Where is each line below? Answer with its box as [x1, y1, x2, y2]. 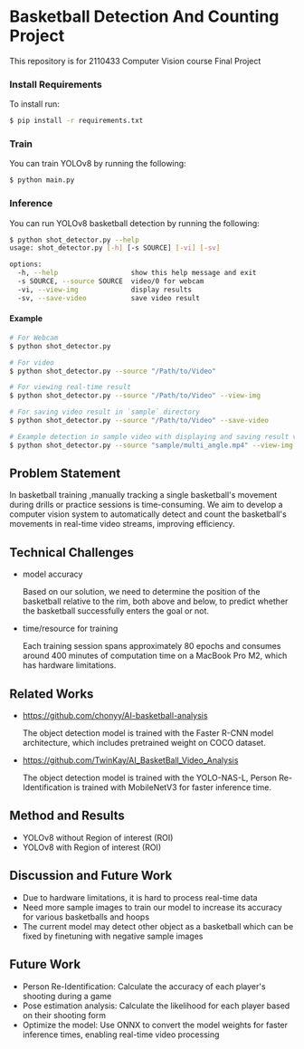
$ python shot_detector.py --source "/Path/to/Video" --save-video [9, 416, 270, 425]
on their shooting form [22, 1009, 107, 1020]
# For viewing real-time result [9, 383, 131, 392]
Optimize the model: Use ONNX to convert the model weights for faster [22, 1019, 288, 1030]
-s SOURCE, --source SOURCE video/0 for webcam [17, 277, 204, 286]
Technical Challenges [9, 545, 134, 560]
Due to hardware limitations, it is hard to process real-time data [22, 892, 258, 902]
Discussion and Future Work [9, 868, 173, 883]
